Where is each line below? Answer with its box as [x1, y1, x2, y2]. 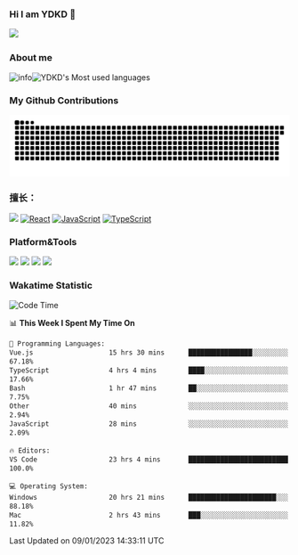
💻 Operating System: [9, 481, 89, 491]
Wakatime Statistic [9, 280, 93, 292]
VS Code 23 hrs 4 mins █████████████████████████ [9, 454, 289, 464]
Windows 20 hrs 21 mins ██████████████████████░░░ [9, 493, 289, 502]
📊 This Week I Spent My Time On [9, 317, 135, 328]
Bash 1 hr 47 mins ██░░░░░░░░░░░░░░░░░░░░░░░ [9, 383, 289, 393]
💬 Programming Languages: [9, 339, 105, 348]
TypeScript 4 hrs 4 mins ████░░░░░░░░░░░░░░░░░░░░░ [9, 365, 289, 375]
